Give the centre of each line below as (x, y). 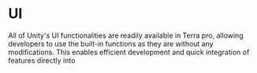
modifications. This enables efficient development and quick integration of (129, 52)
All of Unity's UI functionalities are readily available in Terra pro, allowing (126, 35)
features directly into (42, 60)
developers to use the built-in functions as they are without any (111, 43)
